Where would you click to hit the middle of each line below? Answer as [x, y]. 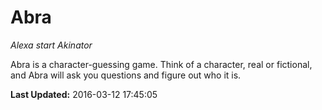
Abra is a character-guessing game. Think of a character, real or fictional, [161, 64]
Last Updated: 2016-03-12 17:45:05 [84, 94]
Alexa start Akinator [51, 45]
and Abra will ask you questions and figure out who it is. [126, 75]
